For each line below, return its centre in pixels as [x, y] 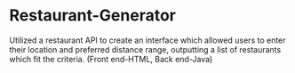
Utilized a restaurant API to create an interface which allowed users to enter [147, 40]
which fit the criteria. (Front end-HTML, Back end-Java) [111, 59]
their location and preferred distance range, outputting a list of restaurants [145, 49]
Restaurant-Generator [92, 16]
